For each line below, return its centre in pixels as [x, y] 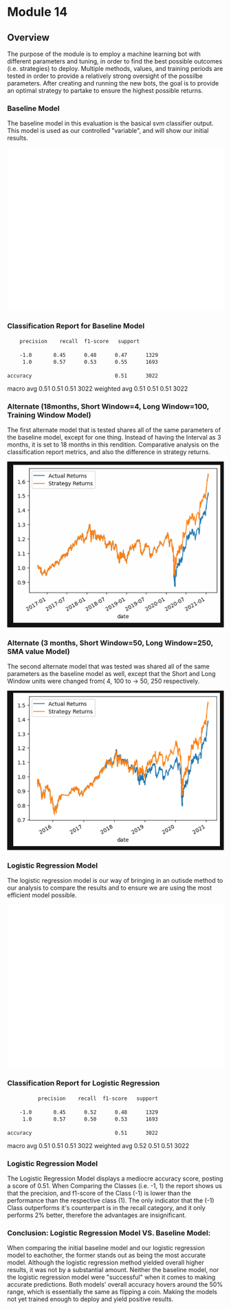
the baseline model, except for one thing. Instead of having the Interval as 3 [114, 437]
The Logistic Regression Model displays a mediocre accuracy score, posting [115, 1178]
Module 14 [37, 12]
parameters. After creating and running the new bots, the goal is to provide [113, 83]
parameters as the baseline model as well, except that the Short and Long [111, 673]
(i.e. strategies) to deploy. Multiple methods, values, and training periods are [115, 69]
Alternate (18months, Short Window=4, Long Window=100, [108, 406]
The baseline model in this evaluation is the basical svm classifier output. [111, 123]
